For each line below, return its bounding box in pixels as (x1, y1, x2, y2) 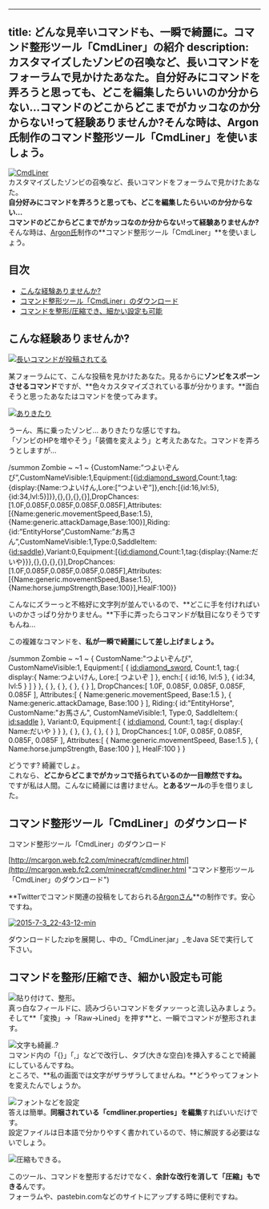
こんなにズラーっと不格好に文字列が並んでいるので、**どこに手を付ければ (8, 599, 254, 610)
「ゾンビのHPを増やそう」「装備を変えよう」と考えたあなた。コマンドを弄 (8, 436, 254, 445)
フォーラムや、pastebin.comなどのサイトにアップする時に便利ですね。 (8, 1192, 243, 1202)
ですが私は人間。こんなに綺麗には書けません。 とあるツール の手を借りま (8, 781, 247, 790)
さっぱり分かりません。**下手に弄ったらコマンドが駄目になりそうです (29, 610, 261, 619)
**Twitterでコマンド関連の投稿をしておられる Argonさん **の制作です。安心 (8, 892, 255, 902)
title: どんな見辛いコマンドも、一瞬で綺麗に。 (8, 26, 234, 39)
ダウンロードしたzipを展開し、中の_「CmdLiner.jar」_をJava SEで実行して (8, 935, 255, 944)
